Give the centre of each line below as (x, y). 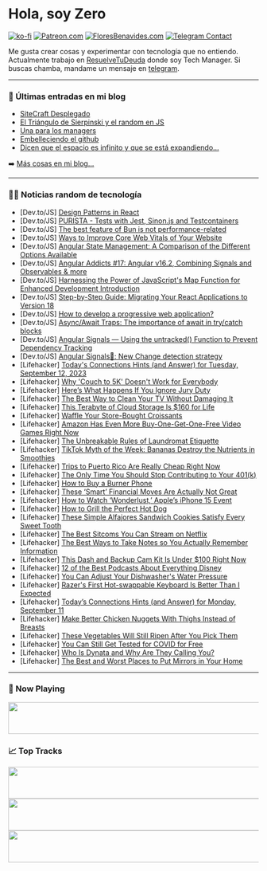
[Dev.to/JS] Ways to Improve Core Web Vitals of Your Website (121, 237)
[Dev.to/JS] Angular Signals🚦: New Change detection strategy (121, 356)
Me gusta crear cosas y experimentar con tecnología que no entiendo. (123, 51)
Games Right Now (49, 432)
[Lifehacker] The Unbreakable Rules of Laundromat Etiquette (119, 441)
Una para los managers (58, 131)
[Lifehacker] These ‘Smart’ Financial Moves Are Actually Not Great (128, 492)
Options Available (48, 254)
